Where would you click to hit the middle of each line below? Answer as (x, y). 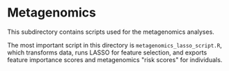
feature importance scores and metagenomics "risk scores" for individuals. (115, 59)
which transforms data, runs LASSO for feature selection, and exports (107, 52)
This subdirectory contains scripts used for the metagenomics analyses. (111, 32)
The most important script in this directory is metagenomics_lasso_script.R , (115, 45)
